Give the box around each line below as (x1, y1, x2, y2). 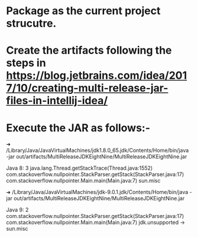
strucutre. (6, 17, 57, 30)
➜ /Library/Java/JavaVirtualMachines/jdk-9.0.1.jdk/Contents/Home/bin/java (6, 189, 189, 196)
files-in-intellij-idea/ (6, 94, 108, 108)
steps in (6, 56, 46, 70)
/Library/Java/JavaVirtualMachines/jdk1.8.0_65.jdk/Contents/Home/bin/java (6, 147, 189, 154)
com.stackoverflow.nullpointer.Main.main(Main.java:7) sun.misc (6, 177, 161, 184)
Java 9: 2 (6, 206, 29, 213)
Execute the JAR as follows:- (6, 121, 151, 134)
